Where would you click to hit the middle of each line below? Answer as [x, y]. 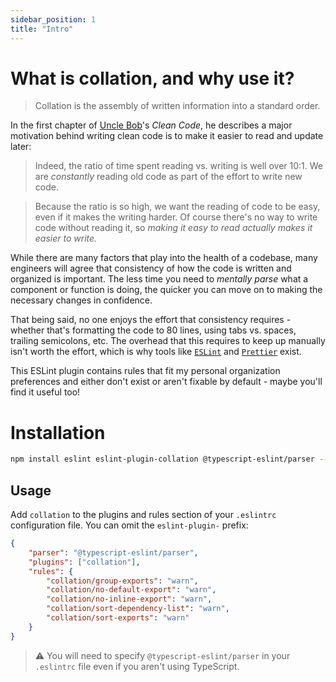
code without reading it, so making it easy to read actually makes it [173, 228]
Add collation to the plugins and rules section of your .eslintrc [143, 515]
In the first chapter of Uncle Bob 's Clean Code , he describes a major [151, 125]
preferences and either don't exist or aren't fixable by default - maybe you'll [166, 382]
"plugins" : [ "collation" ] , [84, 562]
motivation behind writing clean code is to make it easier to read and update [167, 136]
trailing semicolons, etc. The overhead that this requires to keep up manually [168, 341]
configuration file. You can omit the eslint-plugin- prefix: [129, 525]
